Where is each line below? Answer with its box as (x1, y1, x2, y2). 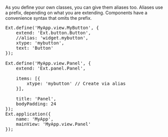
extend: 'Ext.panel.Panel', (16, 65, 86, 71)
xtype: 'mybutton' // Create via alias (26, 81, 126, 86)
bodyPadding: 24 (16, 101, 57, 107)
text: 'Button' (16, 45, 54, 51)
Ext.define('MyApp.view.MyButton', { (5, 25, 99, 30)
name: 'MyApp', (16, 116, 54, 122)
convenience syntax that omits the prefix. (5, 15, 92, 21)
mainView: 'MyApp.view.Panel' (16, 121, 91, 127)
